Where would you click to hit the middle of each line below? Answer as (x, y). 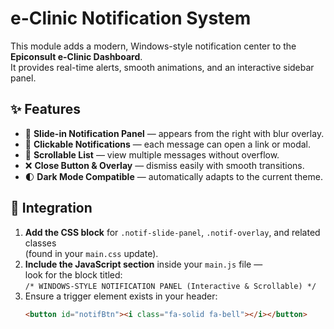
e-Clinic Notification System (131, 18)
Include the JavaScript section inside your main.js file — (143, 264)
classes (40, 243)
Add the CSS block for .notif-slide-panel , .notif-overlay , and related (172, 232)
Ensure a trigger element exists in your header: (121, 296)
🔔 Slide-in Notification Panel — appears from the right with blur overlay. (174, 133)
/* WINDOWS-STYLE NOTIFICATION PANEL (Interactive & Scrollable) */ (170, 286)
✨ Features (45, 109)
